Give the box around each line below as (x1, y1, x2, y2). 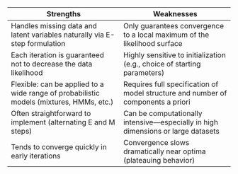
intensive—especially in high (123, 117, 218, 127)
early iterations (11, 151, 61, 161)
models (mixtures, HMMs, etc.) (11, 97, 114, 107)
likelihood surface (123, 39, 183, 48)
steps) (11, 127, 33, 136)
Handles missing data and (11, 21, 97, 30)
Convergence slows (123, 138, 190, 147)
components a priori (123, 97, 191, 107)
